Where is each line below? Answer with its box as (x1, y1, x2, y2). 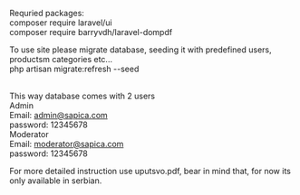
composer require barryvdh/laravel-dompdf (9, 27, 173, 37)
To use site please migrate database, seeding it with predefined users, (9, 44, 272, 55)
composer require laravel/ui (9, 17, 113, 28)
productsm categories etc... (9, 54, 113, 64)
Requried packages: (9, 8, 84, 18)
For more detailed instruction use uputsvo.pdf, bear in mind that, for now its (9, 166, 292, 176)
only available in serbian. (9, 175, 102, 186)
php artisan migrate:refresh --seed (9, 63, 140, 74)
